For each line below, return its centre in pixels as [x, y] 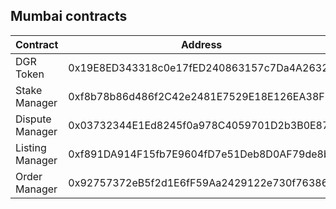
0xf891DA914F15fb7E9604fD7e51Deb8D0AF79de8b [199, 154]
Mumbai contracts [69, 16]
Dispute [33, 119]
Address [201, 44]
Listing [31, 147]
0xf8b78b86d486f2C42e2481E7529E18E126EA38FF [200, 96]
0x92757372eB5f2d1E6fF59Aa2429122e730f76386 [198, 182]
